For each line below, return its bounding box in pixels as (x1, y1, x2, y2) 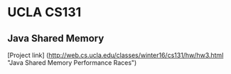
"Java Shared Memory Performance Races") (7, 58, 137, 67)
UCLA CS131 (7, 4, 82, 20)
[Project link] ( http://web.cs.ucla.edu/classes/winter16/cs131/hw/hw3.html (7, 51, 224, 59)
